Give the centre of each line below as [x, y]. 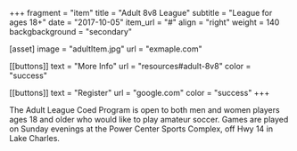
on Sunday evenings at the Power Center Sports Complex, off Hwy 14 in [141, 129]
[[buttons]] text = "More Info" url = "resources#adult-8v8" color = [130, 66]
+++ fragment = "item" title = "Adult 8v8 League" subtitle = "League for [141, 13]
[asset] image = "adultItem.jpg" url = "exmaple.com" [106, 49]
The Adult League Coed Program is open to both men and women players [144, 110]
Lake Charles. [35, 138]
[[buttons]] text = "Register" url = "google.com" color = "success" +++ [140, 93]
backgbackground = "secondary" [70, 32]
